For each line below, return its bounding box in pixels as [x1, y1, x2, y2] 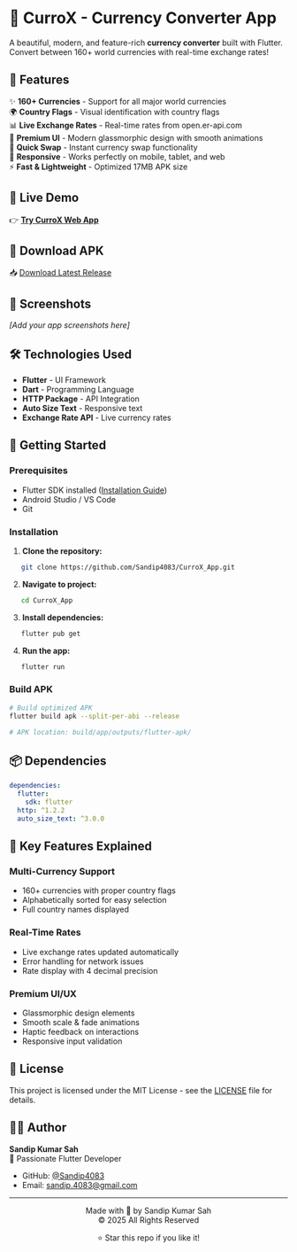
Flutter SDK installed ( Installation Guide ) [21, 485, 168, 495]
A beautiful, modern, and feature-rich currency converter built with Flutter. [9, 37, 283, 48]
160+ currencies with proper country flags [21, 885, 177, 896]
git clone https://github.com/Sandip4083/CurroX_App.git [20, 563, 236, 572]
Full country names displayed [21, 904, 130, 915]
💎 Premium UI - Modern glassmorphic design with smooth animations [9, 132, 263, 143]
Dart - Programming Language [21, 385, 134, 394]
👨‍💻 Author [9, 1120, 67, 1135]
